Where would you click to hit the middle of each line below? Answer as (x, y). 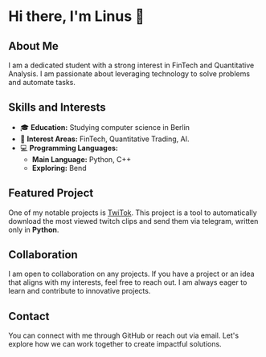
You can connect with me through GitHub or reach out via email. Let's (124, 335)
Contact (29, 316)
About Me (33, 46)
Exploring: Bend (59, 168)
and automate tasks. (42, 82)
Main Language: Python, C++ (82, 159)
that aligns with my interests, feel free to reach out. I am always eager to (128, 282)
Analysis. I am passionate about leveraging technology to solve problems (129, 74)
